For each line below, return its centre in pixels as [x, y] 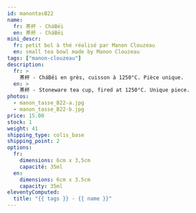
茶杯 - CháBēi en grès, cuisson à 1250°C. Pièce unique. [102, 77]
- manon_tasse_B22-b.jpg [49, 109]
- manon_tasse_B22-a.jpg [49, 103]
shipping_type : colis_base [46, 135]
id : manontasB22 [30, 13]
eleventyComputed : [33, 192]
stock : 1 [20, 122]
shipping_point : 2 [33, 142]
